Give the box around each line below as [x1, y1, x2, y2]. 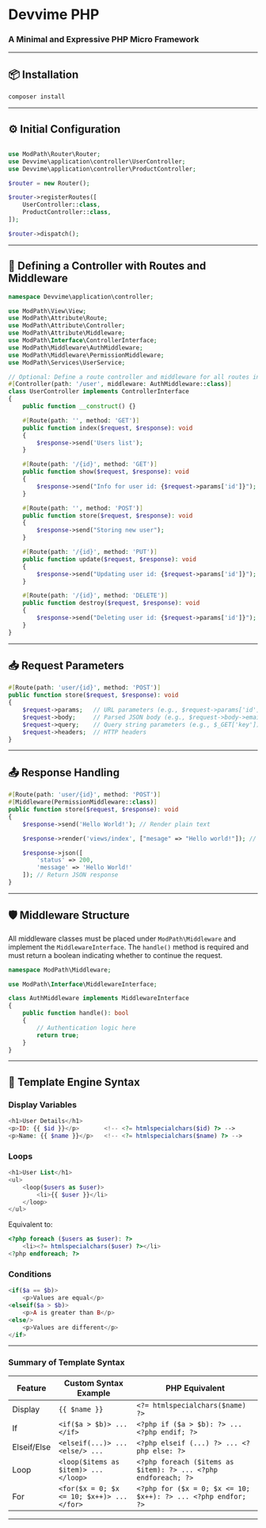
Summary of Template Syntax [8, 1357, 125, 1368]
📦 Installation [8, 67, 79, 81]
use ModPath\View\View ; [8, 307, 87, 315]
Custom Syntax [63, 1377, 124, 1389]
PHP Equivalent [165, 1382, 226, 1393]
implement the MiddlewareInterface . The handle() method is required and [8, 942, 249, 952]
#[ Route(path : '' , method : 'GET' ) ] [22, 416, 140, 425]
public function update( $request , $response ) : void [22, 555, 196, 563]
